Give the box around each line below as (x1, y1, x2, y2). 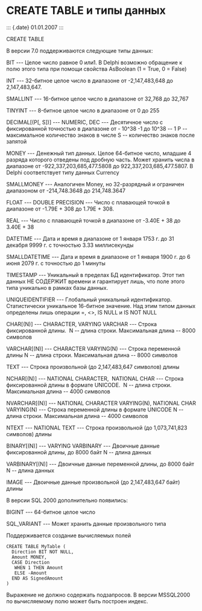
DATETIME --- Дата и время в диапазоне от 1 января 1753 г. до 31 (6, 235, 175, 242)
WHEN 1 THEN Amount (14, 564, 63, 570)
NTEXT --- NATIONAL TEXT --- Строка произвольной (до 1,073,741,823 (6, 424, 188, 431)
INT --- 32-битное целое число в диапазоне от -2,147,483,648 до (6, 77, 174, 84)
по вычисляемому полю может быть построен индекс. (6, 597, 148, 605)
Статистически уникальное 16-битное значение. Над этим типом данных (6, 302, 196, 309)
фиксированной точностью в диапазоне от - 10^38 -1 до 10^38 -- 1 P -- (6, 125, 188, 132)
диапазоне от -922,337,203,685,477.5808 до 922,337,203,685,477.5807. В (6, 162, 194, 169)
